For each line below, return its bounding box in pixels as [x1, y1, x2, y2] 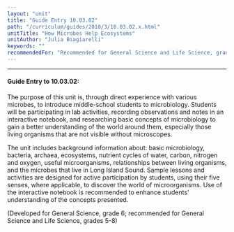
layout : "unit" [7, 10, 52, 17]
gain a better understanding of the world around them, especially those [7, 123, 212, 131]
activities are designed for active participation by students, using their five [7, 173, 221, 182]
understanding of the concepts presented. [7, 196, 129, 204]
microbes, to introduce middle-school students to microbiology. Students [7, 101, 217, 109]
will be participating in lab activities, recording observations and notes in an [7, 108, 224, 116]
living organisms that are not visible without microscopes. [7, 130, 173, 138]
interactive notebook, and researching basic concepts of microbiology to [7, 115, 216, 124]
